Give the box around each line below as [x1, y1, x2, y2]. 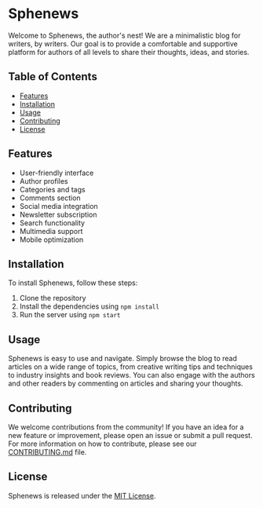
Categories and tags [19, 185, 86, 194]
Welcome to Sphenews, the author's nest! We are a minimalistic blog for [8, 31, 241, 40]
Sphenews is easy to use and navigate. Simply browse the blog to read [8, 354, 237, 364]
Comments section [19, 193, 81, 203]
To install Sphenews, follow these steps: [8, 278, 138, 287]
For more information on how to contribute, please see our [8, 439, 197, 448]
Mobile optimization [19, 235, 84, 244]
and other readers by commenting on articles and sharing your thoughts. [8, 378, 243, 389]
